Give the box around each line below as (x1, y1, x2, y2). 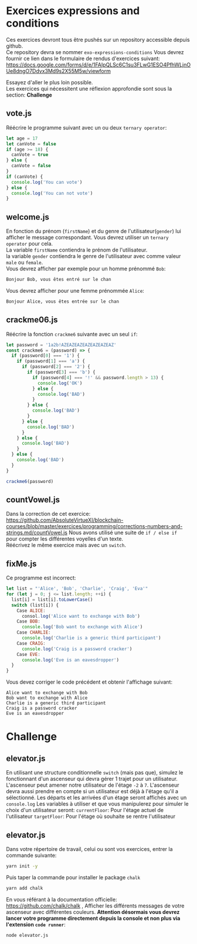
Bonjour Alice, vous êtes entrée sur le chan (6, 299, 119, 304)
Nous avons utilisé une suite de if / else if (68, 529, 178, 536)
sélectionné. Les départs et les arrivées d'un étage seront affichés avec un (6, 794, 187, 801)
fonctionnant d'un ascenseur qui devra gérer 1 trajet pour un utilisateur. (6, 776, 178, 783)
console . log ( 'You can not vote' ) (11, 190, 93, 196)
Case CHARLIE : (16, 630, 51, 635)
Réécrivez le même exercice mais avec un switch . (6, 542, 126, 549)
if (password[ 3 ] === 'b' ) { (27, 369, 96, 375)
